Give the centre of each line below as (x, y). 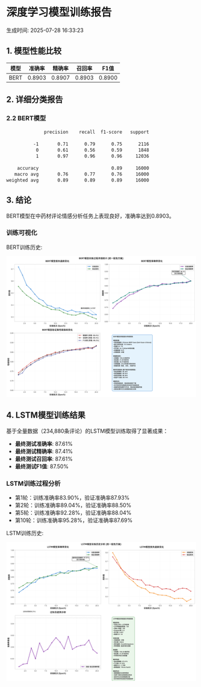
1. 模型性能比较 (34, 51)
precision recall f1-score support (97, 132)
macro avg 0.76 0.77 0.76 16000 (82, 174)
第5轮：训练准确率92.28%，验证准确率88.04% (73, 512)
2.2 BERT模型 (26, 118)
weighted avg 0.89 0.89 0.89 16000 (78, 180)
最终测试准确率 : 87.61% (44, 444)
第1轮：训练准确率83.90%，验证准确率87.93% (72, 497)
